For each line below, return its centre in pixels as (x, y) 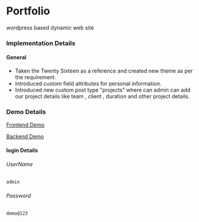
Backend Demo (25, 137)
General (16, 58)
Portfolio (28, 11)
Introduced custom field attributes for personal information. (88, 84)
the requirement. (35, 77)
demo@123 (17, 214)
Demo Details (26, 112)
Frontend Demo (25, 125)
